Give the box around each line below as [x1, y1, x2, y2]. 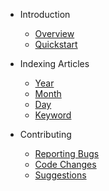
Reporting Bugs [34, 148, 100, 159]
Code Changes [34, 159, 97, 170]
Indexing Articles [19, 58, 90, 69]
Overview [34, 28, 75, 39]
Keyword [34, 109, 72, 121]
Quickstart [34, 39, 78, 50]
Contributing [19, 129, 72, 140]
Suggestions [34, 169, 87, 181]
